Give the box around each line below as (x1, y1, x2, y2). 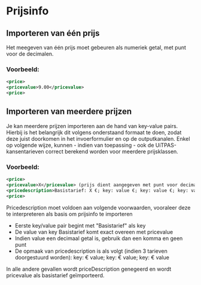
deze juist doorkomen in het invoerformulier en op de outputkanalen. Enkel (6, 135, 190, 142)
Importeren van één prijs (6, 28, 100, 38)
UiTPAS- (155, 141, 176, 148)
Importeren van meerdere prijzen (6, 107, 132, 117)
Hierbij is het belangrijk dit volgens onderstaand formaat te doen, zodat (6, 129, 182, 136)
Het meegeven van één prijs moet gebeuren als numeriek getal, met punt (6, 44, 187, 51)
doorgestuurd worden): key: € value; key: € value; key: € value (14, 253, 169, 261)
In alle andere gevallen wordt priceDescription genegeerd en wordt (6, 265, 172, 272)
